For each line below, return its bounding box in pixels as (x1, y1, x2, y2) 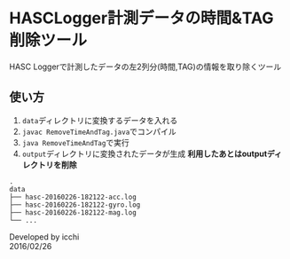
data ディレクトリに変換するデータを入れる (21, 114, 178, 125)
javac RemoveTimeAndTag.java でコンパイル (21, 126, 177, 137)
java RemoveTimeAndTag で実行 (21, 137, 130, 147)
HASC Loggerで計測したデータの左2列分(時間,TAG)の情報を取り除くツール (9, 61, 282, 72)
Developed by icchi (9, 232, 80, 242)
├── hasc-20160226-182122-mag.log (9, 208, 137, 217)
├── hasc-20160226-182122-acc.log (9, 192, 137, 201)
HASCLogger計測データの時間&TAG (9, 8, 274, 28)
